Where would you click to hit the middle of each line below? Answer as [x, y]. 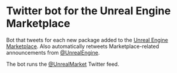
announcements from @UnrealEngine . [53, 52]
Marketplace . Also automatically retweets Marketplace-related [83, 46]
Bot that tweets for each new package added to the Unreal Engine [87, 40]
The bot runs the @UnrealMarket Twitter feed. [63, 64]
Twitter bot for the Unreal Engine [88, 11]
